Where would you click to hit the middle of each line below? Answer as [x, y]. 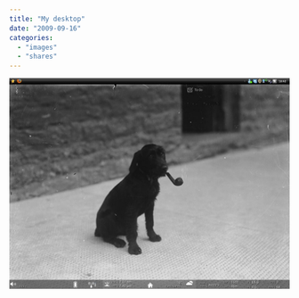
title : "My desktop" [48, 19]
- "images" [37, 47]
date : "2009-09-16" [45, 28]
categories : [31, 37]
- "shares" [37, 57]
